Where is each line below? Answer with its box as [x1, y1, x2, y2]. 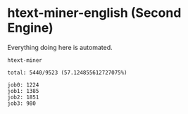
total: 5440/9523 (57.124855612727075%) [7, 69, 128, 76]
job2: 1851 [7, 94, 39, 101]
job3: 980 [7, 100, 37, 107]
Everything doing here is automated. [7, 43, 113, 51]
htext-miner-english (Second [7, 5, 182, 21]
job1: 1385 [7, 87, 39, 94]
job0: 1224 [7, 81, 39, 89]
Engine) [7, 20, 54, 36]
